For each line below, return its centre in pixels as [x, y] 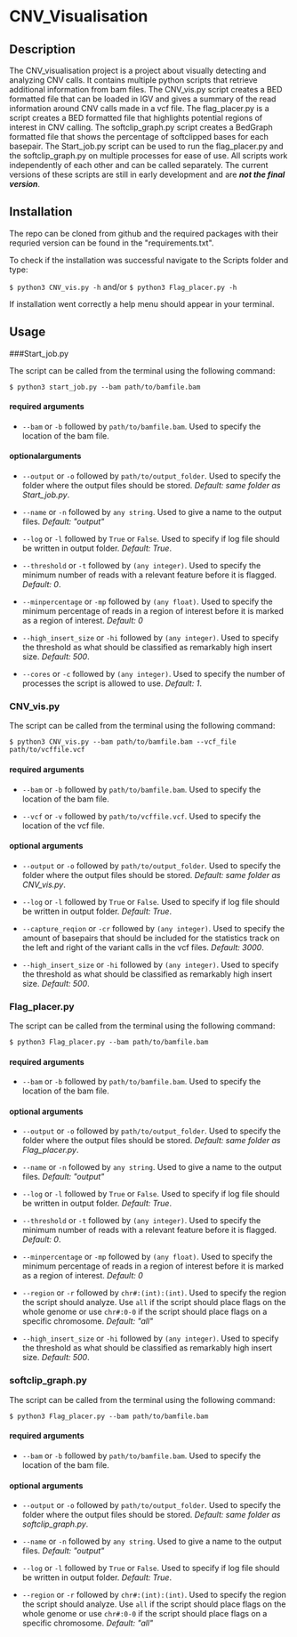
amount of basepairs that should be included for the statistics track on [151, 938]
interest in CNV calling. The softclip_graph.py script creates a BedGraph [141, 127]
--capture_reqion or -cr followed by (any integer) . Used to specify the [153, 928]
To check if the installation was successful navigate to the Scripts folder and [149, 260]
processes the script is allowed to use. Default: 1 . [112, 683]
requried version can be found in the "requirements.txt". [112, 243]
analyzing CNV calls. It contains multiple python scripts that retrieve [133, 80]
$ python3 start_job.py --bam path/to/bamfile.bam [105, 387]
